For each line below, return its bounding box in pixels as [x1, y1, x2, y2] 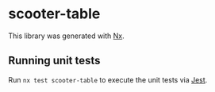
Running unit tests [8, 54, 101, 67]
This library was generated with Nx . [8, 31, 125, 40]
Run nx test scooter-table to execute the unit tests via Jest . [8, 75, 208, 84]
